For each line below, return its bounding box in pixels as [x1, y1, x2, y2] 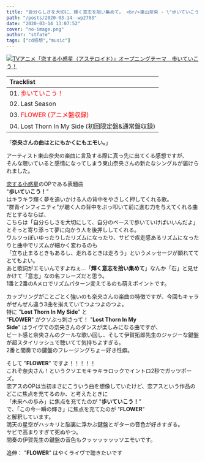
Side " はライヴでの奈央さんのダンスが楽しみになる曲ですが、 [6, 324, 162, 331]
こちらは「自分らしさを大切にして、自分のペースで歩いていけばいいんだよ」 [6, 219, 199, 225]
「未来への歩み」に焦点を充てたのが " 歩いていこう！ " [6, 398, 142, 405]
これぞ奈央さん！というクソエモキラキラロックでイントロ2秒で [6, 367, 165, 374]
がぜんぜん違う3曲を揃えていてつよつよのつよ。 [6, 301, 127, 308]
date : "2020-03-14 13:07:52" [6, 20, 81, 26]
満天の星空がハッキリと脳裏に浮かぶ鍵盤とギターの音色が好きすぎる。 [6, 421, 184, 428]
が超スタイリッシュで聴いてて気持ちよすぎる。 [6, 339, 124, 346]
